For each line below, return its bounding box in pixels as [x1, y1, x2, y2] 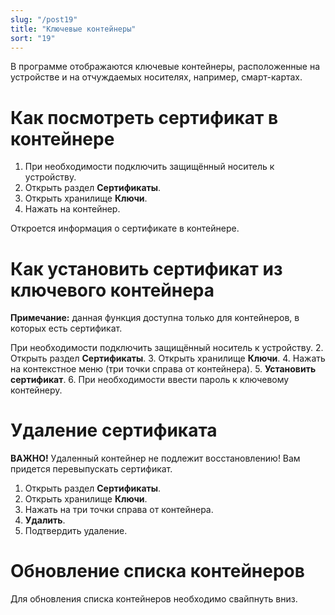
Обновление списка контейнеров [10, 560, 305, 583]
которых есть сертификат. [10, 322, 123, 335]
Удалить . [24, 514, 66, 526]
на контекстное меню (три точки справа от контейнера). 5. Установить [10, 363, 317, 375]
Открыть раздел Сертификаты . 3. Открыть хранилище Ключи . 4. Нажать [10, 352, 326, 365]
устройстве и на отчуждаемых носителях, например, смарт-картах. [10, 71, 303, 83]
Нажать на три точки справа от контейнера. [24, 504, 214, 516]
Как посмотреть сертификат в [10, 106, 279, 129]
